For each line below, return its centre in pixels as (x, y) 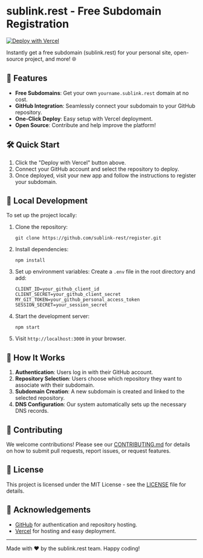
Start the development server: (52, 317)
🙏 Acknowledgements (49, 510)
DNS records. (32, 411)
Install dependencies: (42, 249)
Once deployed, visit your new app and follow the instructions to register (105, 175)
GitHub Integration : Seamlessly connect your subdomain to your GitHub (105, 106)
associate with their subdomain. (55, 385)
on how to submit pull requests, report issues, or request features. (89, 451)
